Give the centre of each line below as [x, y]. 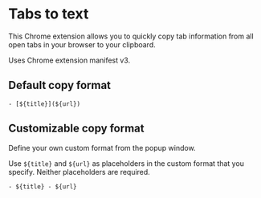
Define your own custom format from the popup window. [102, 147]
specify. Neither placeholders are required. [79, 172]
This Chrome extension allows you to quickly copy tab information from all [131, 36]
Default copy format [59, 85]
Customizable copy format [76, 129]
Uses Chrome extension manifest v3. [69, 60]
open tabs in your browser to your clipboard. [82, 44]
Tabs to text [49, 14]
